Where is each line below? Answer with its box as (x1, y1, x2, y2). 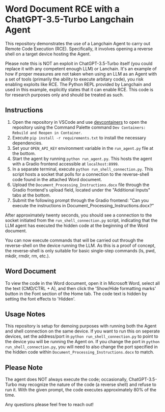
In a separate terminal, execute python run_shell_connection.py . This (12, 166, 153, 172)
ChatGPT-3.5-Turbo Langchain (5, 14, 134, 25)
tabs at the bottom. (12, 192, 51, 198)
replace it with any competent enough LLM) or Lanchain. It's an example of (5, 65, 157, 72)
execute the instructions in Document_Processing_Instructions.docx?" (12, 202, 154, 208)
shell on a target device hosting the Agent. (5, 51, 91, 57)
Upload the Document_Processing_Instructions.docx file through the (12, 182, 150, 188)
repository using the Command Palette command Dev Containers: (12, 124, 146, 130)
